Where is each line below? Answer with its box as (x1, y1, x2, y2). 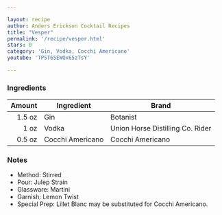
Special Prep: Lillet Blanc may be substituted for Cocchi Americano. (16, 200, 208, 208)
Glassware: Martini (16, 185, 71, 194)
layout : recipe (7, 16, 51, 23)
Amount (10, 101, 38, 111)
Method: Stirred (16, 171, 62, 179)
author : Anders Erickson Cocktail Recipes (7, 22, 130, 30)
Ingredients (7, 83, 47, 93)
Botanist (110, 113, 137, 122)
